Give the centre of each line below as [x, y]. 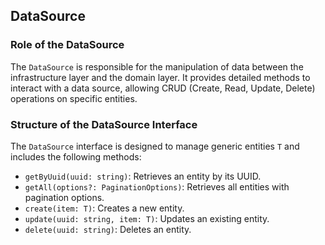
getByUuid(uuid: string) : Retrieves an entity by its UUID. [143, 176]
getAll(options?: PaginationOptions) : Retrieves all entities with [157, 186]
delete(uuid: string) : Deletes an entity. [108, 229]
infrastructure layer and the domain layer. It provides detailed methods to [160, 77]
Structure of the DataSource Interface [104, 124]
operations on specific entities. [74, 98]
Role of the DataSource [67, 45]
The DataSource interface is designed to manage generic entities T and [155, 146]
